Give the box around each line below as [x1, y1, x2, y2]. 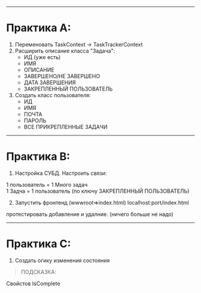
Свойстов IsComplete [6, 280, 61, 287]
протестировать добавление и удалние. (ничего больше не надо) [6, 210, 173, 218]
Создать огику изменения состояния [14, 257, 110, 264]
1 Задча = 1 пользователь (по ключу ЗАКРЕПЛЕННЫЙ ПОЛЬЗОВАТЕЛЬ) [6, 187, 190, 195]
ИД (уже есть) [23, 53, 61, 60]
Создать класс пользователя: [14, 91, 91, 98]
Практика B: [6, 150, 71, 164]
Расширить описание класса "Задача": [14, 47, 115, 54]
